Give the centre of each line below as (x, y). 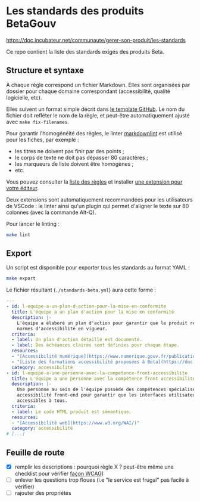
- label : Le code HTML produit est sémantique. (72, 412)
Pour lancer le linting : (33, 224)
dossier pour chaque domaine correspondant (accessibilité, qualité (88, 91)
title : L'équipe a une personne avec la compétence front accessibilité (104, 379)
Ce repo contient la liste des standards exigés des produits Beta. (85, 51)
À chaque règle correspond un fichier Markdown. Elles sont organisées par (98, 85)
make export (21, 278)
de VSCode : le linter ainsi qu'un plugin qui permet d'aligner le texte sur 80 (98, 206)
